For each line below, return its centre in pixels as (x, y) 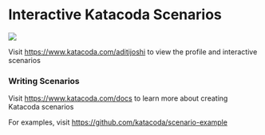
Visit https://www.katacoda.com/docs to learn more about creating (118, 98)
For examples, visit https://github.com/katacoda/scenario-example (118, 122)
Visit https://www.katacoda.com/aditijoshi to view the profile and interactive (133, 52)
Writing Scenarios (44, 81)
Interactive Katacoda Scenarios (115, 15)
